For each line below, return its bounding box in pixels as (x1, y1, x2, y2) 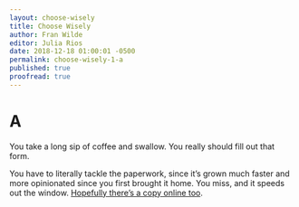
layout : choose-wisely (9, 13, 95, 23)
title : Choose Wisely (9, 22, 92, 31)
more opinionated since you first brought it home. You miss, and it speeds (9, 177, 285, 188)
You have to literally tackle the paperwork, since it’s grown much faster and (9, 168, 290, 179)
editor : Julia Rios (9, 38, 83, 48)
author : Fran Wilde (9, 30, 83, 39)
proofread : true (9, 72, 71, 81)
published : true (9, 64, 71, 73)
